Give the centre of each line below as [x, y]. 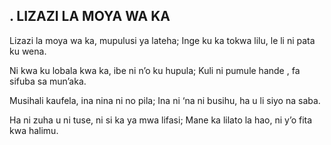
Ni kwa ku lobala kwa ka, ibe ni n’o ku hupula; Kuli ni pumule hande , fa [155, 70]
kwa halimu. [34, 130]
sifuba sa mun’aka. [48, 81]
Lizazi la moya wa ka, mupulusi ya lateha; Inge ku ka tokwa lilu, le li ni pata [162, 40]
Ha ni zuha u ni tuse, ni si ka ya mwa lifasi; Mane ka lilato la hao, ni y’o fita [161, 120]
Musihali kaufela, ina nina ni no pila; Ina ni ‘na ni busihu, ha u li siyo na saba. [165, 100]
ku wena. [28, 51]
